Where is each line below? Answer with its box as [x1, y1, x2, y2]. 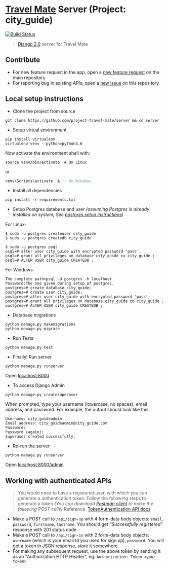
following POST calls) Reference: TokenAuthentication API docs [17, 506, 151, 512]
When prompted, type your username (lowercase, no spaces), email [5, 401, 147, 407]
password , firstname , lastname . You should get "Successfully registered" [12, 521, 163, 527]
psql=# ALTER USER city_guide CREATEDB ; [5, 258, 94, 263]
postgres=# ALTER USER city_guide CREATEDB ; [5, 303, 103, 308]
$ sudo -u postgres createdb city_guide [5, 236, 92, 241]
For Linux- [5, 222, 27, 228]
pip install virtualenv [5, 136, 56, 141]
